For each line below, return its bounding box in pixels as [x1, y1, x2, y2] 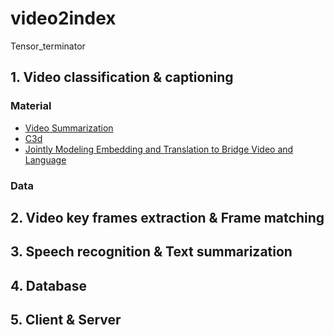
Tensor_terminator [10, 40, 86, 52]
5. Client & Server [10, 312, 122, 329]
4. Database [10, 277, 88, 294]
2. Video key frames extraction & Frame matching [10, 209, 325, 226]
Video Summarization [24, 122, 114, 134]
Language [24, 153, 67, 166]
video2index [10, 7, 117, 30]
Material [10, 99, 52, 113]
